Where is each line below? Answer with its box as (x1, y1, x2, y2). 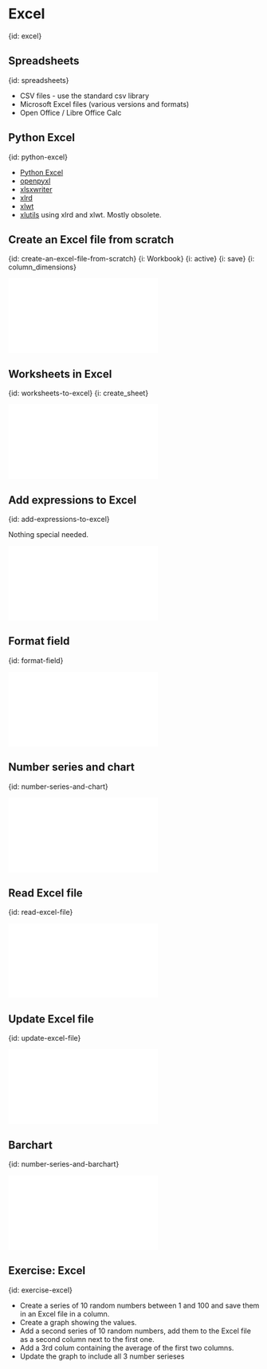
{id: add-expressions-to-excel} (8, 515, 110, 524)
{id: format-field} (8, 655, 64, 665)
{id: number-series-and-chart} (8, 782, 109, 791)
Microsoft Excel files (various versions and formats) (19, 99, 190, 108)
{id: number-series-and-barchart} (8, 1159, 120, 1169)
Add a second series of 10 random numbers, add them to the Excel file (19, 1326, 251, 1336)
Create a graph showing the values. (19, 1317, 137, 1327)
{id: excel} (8, 31, 42, 41)
